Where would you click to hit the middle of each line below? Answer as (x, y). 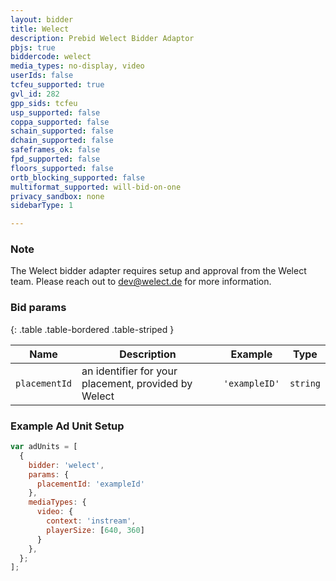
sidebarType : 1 (42, 206)
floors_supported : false (62, 168)
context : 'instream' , (91, 521)
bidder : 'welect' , (66, 465)
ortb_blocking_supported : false (77, 177)
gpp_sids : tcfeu (44, 103)
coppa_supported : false (60, 122)
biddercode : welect (51, 57)
